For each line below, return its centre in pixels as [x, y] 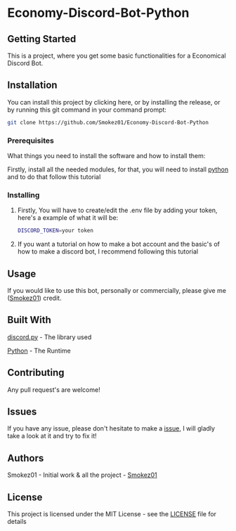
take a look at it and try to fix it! [52, 436]
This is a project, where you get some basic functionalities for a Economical [117, 55]
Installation [32, 85]
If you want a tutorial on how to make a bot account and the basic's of [118, 244]
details [17, 522]
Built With [29, 320]
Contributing [36, 373]
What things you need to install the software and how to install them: [106, 155]
